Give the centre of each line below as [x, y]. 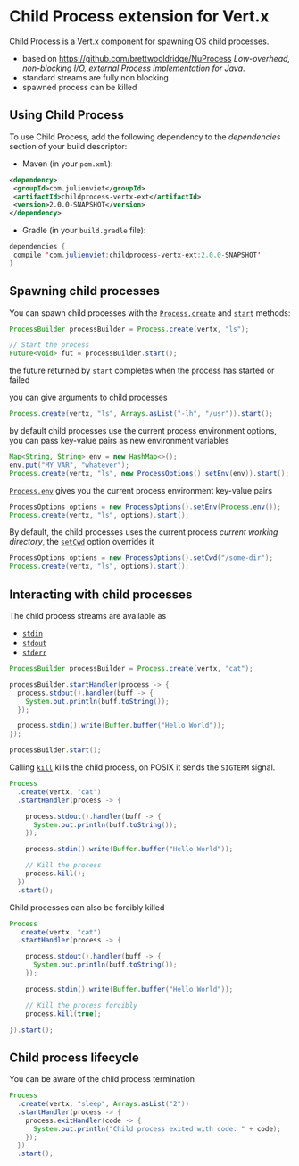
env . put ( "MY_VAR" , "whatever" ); [69, 465]
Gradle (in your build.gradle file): [84, 231]
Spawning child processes [85, 291]
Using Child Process [67, 115]
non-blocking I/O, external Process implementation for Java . [133, 68]
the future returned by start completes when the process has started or [142, 371]
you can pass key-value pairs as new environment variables [119, 441]
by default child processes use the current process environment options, [143, 431]
